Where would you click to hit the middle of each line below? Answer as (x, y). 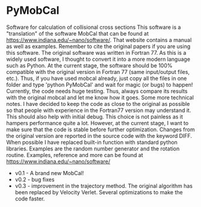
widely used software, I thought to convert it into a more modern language (98, 59)
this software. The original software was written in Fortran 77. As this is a (96, 52)
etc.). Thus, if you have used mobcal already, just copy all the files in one (97, 78)
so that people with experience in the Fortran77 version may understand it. (99, 110)
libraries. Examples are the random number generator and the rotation (93, 149)
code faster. (30, 199)
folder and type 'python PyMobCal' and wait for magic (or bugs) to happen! (100, 84)
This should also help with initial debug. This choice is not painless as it (95, 116)
